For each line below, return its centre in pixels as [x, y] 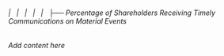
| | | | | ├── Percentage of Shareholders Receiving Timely [112, 13]
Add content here [37, 46]
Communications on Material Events [67, 21]
